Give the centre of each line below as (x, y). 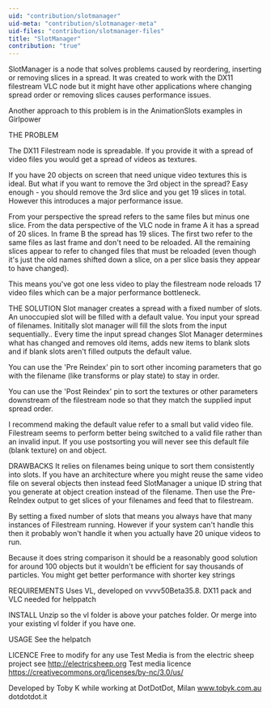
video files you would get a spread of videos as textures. (103, 160)
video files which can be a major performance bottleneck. (105, 293)
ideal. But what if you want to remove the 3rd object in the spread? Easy (128, 184)
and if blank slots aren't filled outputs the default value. (100, 352)
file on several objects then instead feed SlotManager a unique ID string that (135, 483)
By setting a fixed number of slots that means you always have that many (130, 517)
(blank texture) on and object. (58, 450)
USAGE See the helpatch (50, 639)
